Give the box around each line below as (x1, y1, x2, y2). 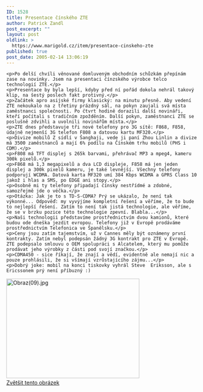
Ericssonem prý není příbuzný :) (6, 267, 91, 273)
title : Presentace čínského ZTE (6, 15, 88, 21)
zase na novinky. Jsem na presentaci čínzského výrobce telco (6, 76, 167, 82)
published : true (6, 49, 47, 55)
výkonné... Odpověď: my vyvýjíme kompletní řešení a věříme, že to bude (6, 198, 194, 204)
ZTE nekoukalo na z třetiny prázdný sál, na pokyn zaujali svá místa (6, 103, 187, 109)
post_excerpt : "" (6, 26, 50, 32)
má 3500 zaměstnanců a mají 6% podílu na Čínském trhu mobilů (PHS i (6, 140, 187, 146)
